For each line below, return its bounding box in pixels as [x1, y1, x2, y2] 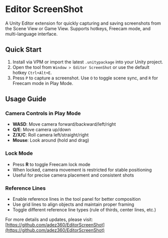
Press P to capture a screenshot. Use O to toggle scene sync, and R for [12, 74, 158, 81]
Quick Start [5, 45, 42, 54]
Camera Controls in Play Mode [5, 110, 81, 117]
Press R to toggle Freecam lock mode [12, 161, 91, 167]
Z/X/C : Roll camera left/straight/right [12, 132, 89, 138]
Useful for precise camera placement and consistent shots [12, 172, 134, 178]
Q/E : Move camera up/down [12, 127, 71, 133]
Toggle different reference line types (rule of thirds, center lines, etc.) [12, 207, 156, 213]
